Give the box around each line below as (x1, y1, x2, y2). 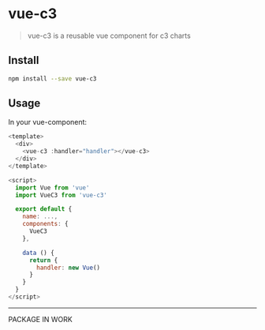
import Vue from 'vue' (15, 183, 90, 192)
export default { (15, 205, 73, 213)
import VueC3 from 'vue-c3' (15, 191, 108, 199)
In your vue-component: (8, 118, 88, 127)
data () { (22, 249, 55, 257)
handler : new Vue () (36, 264, 101, 272)
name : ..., (22, 212, 58, 221)
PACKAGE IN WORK (8, 314, 73, 324)
